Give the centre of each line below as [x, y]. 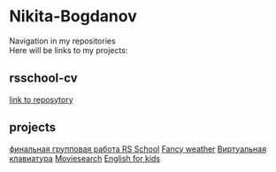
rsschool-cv [43, 78]
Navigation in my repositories [63, 41]
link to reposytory [41, 99]
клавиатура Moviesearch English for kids [85, 158]
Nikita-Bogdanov [73, 16]
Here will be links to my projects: [69, 50]
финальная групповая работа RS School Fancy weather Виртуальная [138, 149]
